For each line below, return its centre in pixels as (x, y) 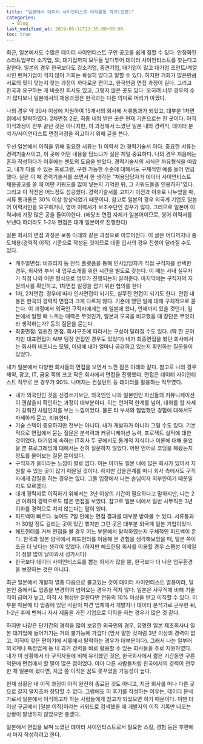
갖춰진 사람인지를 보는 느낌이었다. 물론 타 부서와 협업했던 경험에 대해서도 (107, 411)
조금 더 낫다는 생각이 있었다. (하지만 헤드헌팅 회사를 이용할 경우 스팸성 (98, 547)
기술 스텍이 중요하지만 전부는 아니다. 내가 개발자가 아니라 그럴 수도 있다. (100, 426)
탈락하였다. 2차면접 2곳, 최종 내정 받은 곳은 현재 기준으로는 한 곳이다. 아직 (109, 118)
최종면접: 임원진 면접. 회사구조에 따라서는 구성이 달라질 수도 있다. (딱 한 (99, 332)
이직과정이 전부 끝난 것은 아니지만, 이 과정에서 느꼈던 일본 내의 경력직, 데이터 (97, 126)
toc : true (19, 35)
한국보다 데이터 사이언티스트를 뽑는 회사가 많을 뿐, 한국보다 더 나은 (93, 562)
